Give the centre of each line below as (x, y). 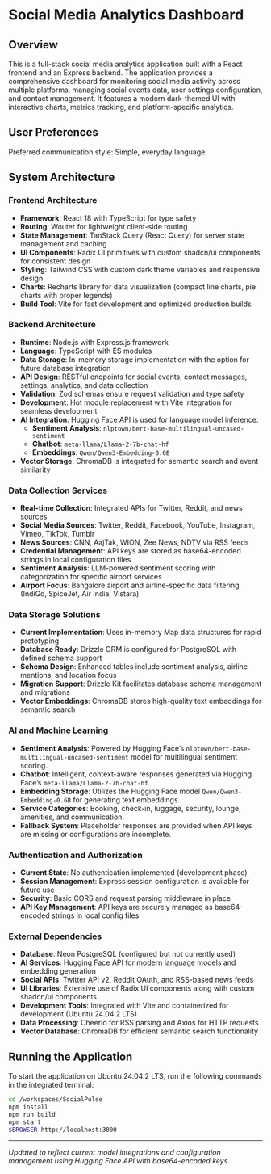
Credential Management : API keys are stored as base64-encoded (131, 551)
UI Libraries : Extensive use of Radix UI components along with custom (137, 988)
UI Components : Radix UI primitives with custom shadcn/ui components (140, 252)
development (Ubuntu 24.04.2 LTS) (79, 1014)
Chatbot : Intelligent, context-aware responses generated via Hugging (136, 774)
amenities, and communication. (72, 817)
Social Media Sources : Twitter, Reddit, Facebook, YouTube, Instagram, (138, 525)
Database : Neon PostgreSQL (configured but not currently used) (128, 954)
